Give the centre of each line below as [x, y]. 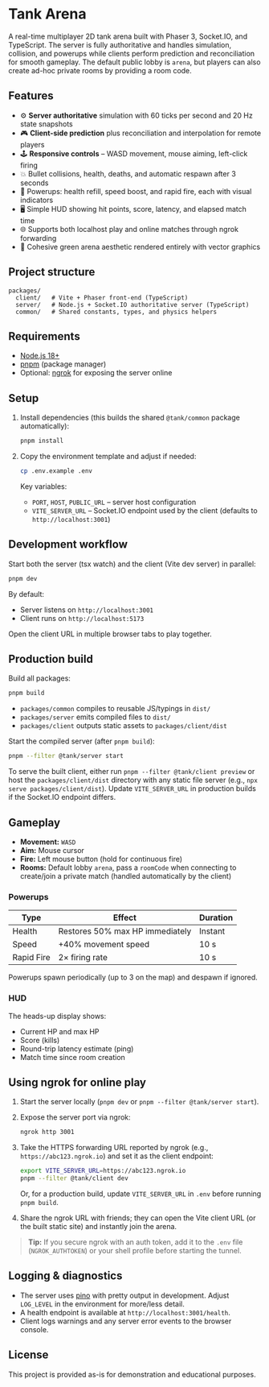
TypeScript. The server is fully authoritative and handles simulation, [120, 44]
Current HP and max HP [59, 1031]
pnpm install [42, 441]
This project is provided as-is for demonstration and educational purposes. [132, 1374]
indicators [37, 200]
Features [31, 96]
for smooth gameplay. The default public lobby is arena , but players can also [134, 62]
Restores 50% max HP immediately [125, 931]
